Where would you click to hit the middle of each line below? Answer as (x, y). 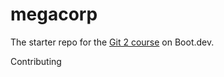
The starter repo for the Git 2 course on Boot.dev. (112, 42)
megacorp (54, 14)
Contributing (36, 61)
